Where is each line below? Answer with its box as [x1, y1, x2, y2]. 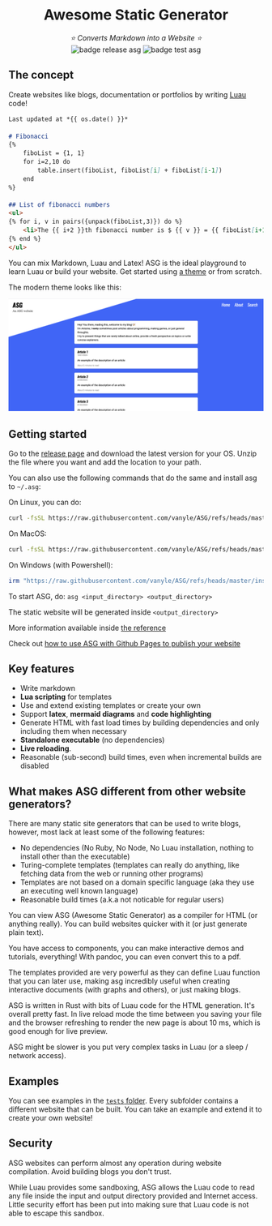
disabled [19, 761, 49, 771]
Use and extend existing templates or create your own [19, 701, 201, 710]
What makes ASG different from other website [8, 784, 246, 798]
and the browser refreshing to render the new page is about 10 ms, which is [8, 1018, 261, 1027]
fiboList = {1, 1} [23, 149, 85, 157]
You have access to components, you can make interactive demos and [8, 943, 244, 954]
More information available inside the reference [8, 623, 167, 632]
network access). [8, 1051, 66, 1061]
